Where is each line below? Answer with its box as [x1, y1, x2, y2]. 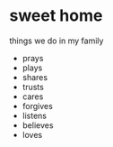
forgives [22, 100, 54, 111]
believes [22, 119, 54, 131]
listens [22, 110, 48, 121]
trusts [22, 81, 45, 92]
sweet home [9, 5, 103, 26]
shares [22, 71, 48, 82]
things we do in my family [9, 35, 104, 46]
